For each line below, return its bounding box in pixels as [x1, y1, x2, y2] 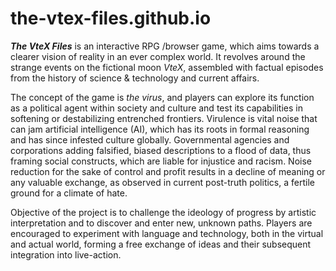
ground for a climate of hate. [10, 187, 128, 199]
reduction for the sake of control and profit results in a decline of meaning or [10, 165, 326, 177]
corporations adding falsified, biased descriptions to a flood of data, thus [10, 144, 312, 156]
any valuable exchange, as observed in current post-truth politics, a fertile [10, 176, 315, 188]
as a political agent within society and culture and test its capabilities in [10, 102, 303, 114]
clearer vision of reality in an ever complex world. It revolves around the [10, 50, 306, 62]
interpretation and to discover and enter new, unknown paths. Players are [10, 217, 313, 229]
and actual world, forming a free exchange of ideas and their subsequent [10, 238, 312, 250]
